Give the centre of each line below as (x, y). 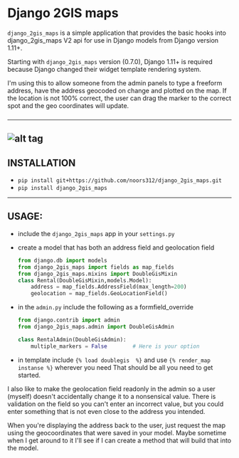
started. (29, 375)
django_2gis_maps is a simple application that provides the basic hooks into (117, 33)
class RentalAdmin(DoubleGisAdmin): (72, 339)
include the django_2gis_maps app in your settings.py (96, 233)
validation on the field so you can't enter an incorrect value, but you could (116, 404)
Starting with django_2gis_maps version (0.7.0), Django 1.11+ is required (110, 61)
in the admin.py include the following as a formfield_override (106, 307)
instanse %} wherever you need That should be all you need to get (115, 367)
